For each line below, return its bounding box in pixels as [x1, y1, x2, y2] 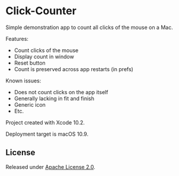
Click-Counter [5, 4, 76, 18]
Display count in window [14, 53, 75, 60]
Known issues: [5, 77, 41, 84]
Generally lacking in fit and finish [14, 95, 94, 102]
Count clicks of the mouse [14, 46, 79, 54]
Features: [5, 35, 29, 42]
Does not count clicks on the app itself [14, 88, 108, 95]
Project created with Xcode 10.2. [5, 119, 85, 126]
